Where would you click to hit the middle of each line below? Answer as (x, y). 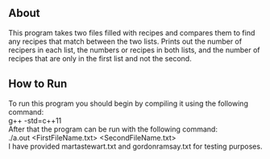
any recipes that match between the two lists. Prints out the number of (125, 41)
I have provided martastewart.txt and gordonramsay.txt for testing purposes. (135, 146)
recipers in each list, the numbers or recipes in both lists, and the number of (134, 50)
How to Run (38, 84)
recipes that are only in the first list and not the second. (100, 58)
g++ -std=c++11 (35, 120)
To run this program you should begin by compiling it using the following (128, 103)
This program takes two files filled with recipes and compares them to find (132, 32)
